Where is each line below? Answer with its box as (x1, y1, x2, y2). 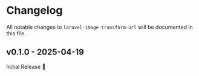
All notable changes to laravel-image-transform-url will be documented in (6, 23, 194, 31)
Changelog (6, 4, 63, 17)
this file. (6, 29, 26, 37)
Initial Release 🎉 (6, 63, 46, 70)
